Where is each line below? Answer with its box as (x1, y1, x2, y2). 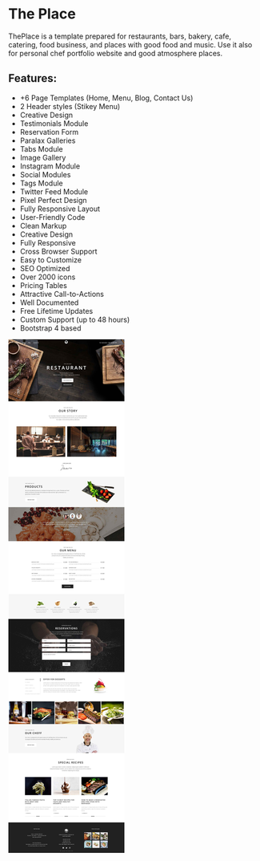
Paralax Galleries (19, 136, 76, 145)
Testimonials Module (19, 118, 89, 128)
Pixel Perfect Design (19, 195, 87, 205)
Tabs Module (19, 144, 64, 153)
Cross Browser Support (19, 246, 98, 256)
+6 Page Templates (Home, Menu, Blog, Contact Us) (19, 93, 194, 103)
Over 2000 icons (19, 272, 76, 282)
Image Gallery (19, 152, 66, 162)
